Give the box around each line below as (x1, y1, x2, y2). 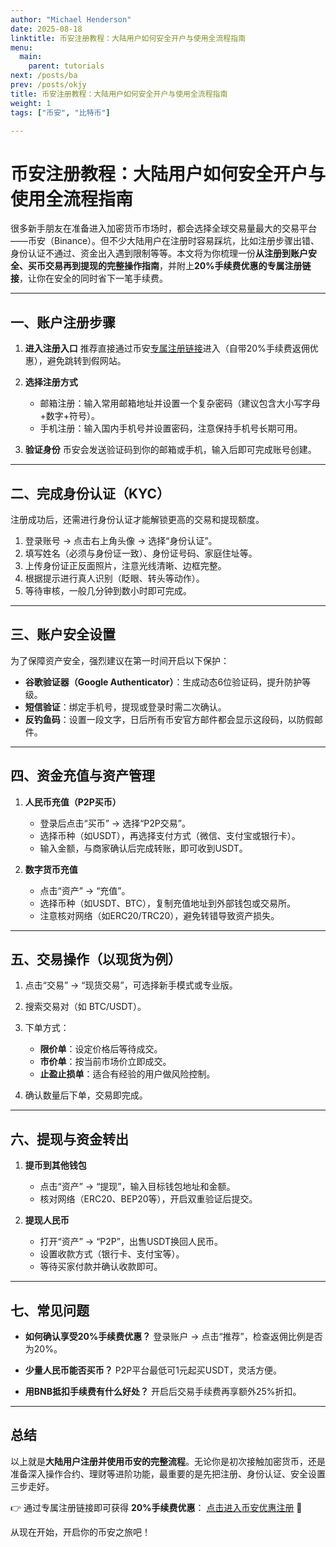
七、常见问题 (10, 1302, 90, 1319)
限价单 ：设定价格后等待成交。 (39, 1043, 163, 1055)
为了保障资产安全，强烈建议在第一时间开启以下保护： (10, 654, 230, 666)
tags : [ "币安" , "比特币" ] (10, 107, 111, 118)
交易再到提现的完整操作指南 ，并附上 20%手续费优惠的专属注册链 (44, 260, 312, 272)
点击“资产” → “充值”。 (39, 884, 131, 896)
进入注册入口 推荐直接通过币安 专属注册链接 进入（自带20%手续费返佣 (24, 342, 310, 355)
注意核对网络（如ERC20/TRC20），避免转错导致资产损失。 (39, 909, 280, 921)
